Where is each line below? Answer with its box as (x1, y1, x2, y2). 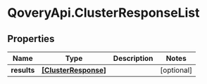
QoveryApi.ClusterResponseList (7, 5, 200, 21)
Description (113, 54, 153, 63)
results (11, 65, 35, 75)
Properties (7, 33, 55, 45)
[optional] (160, 65, 192, 75)
